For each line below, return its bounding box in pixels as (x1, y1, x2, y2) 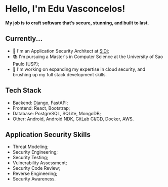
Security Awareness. (12, 176, 56, 182)
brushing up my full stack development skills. (12, 71, 107, 77)
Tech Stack (5, 86, 41, 95)
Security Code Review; (12, 165, 61, 171)
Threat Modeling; (12, 144, 49, 150)
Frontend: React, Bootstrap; (12, 105, 70, 111)
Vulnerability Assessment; (12, 160, 67, 166)
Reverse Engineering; (12, 170, 58, 177)
